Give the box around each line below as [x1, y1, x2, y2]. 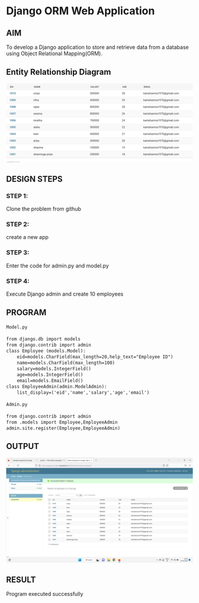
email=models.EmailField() [17, 378, 84, 384]
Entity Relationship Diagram [6, 67, 111, 77]
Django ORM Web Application [6, 4, 155, 18]
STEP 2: [6, 220, 30, 228]
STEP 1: [6, 191, 28, 200]
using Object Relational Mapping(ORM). [6, 50, 102, 57]
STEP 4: [6, 277, 30, 285]
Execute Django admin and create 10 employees [6, 290, 124, 298]
